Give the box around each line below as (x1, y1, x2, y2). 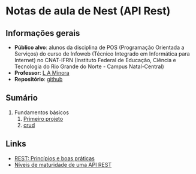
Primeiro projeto (23, 115, 64, 122)
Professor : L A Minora (14, 69, 70, 76)
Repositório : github (14, 76, 63, 83)
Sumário (5, 93, 38, 103)
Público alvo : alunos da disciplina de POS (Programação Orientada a (14, 44, 185, 51)
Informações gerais (5, 28, 80, 38)
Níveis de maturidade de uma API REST (14, 161, 112, 168)
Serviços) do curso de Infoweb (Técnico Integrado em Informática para (14, 50, 190, 57)
